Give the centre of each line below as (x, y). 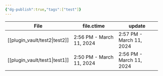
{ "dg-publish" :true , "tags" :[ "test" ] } (43, 9)
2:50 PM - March (94, 57)
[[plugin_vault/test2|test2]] (38, 40)
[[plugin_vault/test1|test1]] (38, 60)
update (137, 26)
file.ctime (94, 26)
